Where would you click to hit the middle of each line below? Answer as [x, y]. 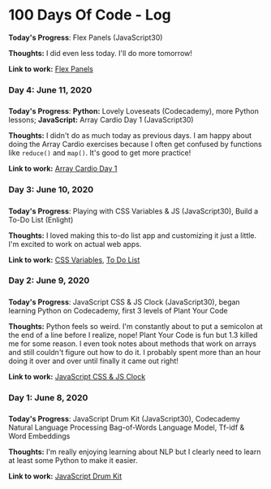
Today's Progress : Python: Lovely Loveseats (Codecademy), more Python [134, 111]
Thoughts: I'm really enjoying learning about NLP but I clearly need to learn [135, 452]
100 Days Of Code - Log [90, 15]
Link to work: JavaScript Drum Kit [65, 476]
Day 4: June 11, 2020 [50, 89]
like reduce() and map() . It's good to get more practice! [100, 153]
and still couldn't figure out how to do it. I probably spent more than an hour [135, 352]
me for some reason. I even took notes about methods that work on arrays [133, 344]
